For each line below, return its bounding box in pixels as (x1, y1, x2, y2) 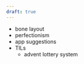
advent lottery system (23, 50, 78, 57)
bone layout (14, 25, 45, 32)
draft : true (6, 8, 36, 15)
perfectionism (14, 31, 50, 39)
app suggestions (14, 38, 57, 45)
